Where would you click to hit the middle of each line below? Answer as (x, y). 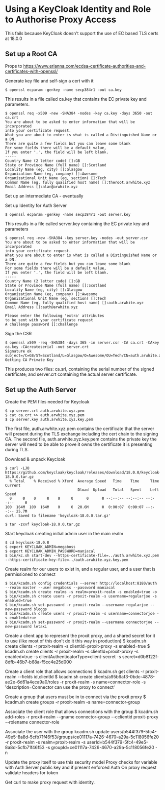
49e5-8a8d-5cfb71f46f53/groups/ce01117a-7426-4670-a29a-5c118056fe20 (82, 737)
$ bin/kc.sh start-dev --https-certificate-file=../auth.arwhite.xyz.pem (82, 555)
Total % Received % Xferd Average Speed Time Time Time (87, 481)
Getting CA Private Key (29, 360)
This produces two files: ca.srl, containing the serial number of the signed (80, 369)
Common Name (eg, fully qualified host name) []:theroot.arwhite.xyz (78, 182)
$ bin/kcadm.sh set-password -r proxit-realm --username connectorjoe (79, 622)
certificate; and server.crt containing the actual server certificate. (71, 374)
